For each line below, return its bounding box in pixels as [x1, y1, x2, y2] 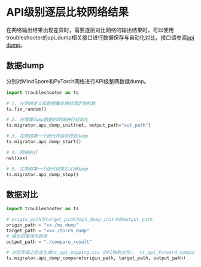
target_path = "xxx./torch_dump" [6, 227, 90, 233]
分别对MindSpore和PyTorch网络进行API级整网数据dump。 [6, 77, 150, 84]
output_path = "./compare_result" [6, 239, 93, 245]
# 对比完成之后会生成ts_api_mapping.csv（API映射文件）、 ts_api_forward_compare [6, 250, 199, 256]
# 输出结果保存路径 [6, 233, 48, 239]
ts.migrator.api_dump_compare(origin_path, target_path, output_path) [6, 255, 186, 261]
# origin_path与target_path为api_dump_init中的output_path [6, 217, 153, 223]
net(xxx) [6, 155, 28, 161]
